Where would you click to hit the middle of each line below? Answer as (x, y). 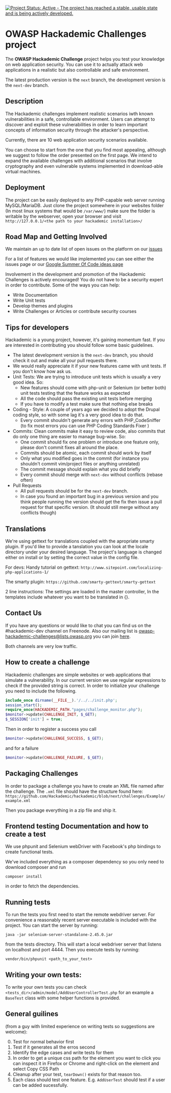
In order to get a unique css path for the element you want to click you (87, 1058)
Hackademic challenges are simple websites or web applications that (78, 675)
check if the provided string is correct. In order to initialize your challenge (82, 685)
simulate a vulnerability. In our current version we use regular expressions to (86, 680)
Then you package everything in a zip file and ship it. (61, 810)
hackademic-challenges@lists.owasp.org (49, 636)
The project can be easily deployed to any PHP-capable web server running (85, 200)
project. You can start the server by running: (52, 925)
